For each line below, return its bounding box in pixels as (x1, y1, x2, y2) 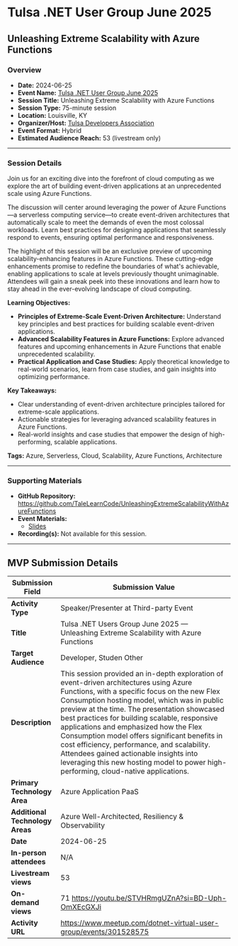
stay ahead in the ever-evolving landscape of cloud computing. (7, 285, 192, 293)
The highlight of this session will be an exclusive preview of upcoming (7, 247, 212, 255)
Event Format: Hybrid (17, 126, 82, 135)
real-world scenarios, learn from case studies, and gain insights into (17, 365, 217, 373)
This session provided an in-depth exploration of (60, 669, 224, 678)
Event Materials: (17, 515, 67, 523)
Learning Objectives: (7, 299, 71, 307)
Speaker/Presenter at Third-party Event (60, 603, 193, 613)
